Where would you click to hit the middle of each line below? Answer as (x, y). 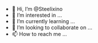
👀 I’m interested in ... (37, 15)
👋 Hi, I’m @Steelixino (37, 9)
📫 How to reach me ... (39, 34)
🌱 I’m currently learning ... (43, 21)
